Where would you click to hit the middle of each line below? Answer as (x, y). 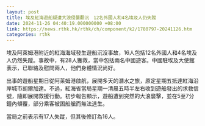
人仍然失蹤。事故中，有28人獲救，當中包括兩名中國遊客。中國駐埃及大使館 (101, 60)
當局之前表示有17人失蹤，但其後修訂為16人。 (63, 117)
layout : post (23, 12)
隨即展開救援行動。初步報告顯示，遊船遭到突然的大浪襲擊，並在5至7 (103, 96)
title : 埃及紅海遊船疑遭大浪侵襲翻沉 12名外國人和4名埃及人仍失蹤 (81, 18)
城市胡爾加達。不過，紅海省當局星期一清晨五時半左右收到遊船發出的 (97, 88)
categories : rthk (28, 35)
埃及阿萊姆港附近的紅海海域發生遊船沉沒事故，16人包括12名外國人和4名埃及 (102, 53)
